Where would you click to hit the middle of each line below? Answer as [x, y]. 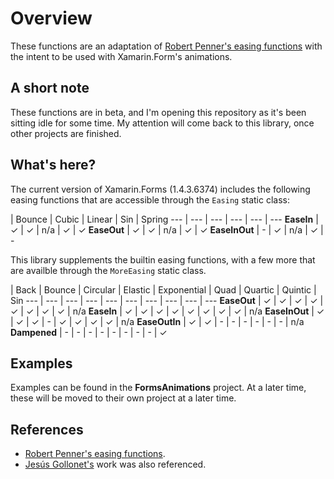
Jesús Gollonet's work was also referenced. [115, 464]
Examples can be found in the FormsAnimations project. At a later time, [158, 388]
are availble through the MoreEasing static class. [108, 270]
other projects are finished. [66, 133]
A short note [50, 88]
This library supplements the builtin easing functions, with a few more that [163, 259]
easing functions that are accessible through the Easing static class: [150, 199]
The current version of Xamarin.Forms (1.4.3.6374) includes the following [160, 189]
